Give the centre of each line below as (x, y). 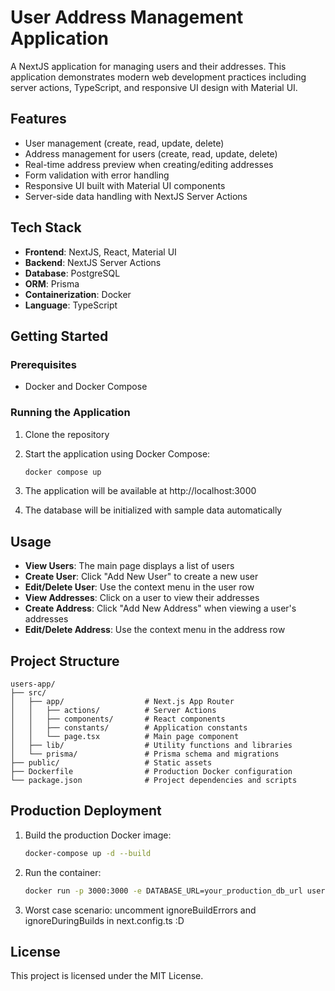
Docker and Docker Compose (86, 387)
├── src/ (28, 693)
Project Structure (65, 661)
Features (38, 119)
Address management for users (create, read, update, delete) (151, 153)
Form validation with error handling (97, 175)
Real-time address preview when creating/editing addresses (149, 164)
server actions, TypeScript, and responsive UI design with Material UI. (154, 87)
